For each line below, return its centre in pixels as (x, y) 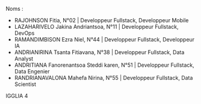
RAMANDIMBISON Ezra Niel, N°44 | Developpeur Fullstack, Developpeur (104, 39)
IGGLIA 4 (17, 96)
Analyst (24, 59)
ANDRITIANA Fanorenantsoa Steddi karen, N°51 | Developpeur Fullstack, (104, 65)
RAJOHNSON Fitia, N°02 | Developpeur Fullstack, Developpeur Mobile (101, 20)
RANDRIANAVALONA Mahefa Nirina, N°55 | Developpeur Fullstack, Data (104, 78)
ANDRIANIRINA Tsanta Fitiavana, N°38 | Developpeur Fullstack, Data (99, 52)
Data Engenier (32, 71)
